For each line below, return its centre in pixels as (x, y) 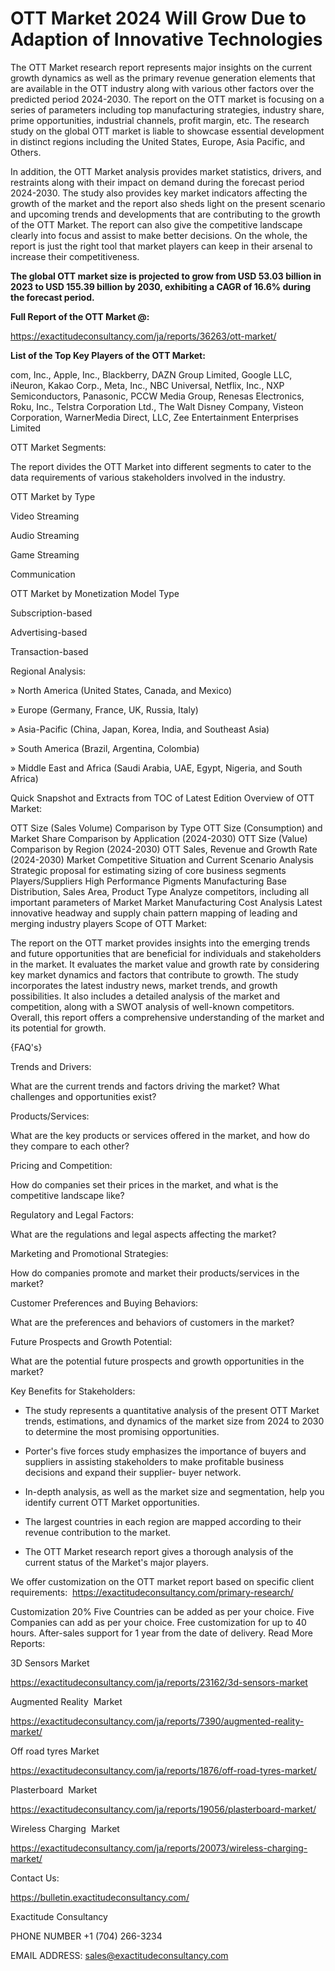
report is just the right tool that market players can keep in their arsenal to (161, 246)
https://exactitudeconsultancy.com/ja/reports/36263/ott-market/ (143, 336)
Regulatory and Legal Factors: (72, 1214)
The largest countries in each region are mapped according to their (163, 1521)
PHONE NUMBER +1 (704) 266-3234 (86, 1936)
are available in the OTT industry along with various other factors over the (162, 88)
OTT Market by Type (53, 496)
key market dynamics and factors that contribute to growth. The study (154, 974)
